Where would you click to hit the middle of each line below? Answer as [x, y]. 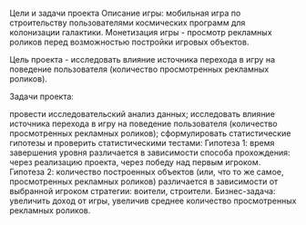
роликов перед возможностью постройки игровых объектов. [129, 42]
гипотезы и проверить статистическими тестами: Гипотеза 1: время [142, 143]
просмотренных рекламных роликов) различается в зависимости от [144, 181]
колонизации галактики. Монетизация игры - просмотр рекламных [141, 32]
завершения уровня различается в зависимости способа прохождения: [150, 152]
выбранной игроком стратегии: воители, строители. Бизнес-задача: [143, 191]
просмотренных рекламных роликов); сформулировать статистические [150, 133]
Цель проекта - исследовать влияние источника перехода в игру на [143, 59]
